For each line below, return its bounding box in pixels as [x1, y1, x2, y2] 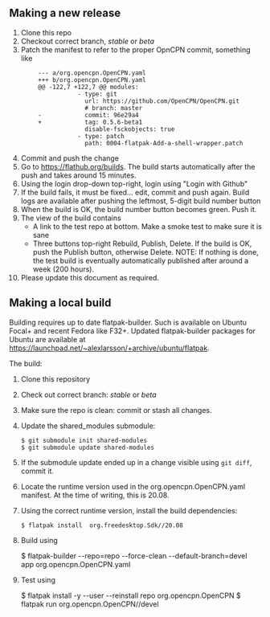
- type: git [77, 90, 117, 98]
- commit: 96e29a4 [38, 111, 139, 119]
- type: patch [77, 132, 125, 140]
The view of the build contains [20, 213, 121, 223]
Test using [20, 574, 55, 585]
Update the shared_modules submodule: [20, 421, 156, 431]
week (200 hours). [32, 264, 95, 274]
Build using [20, 535, 59, 545]
